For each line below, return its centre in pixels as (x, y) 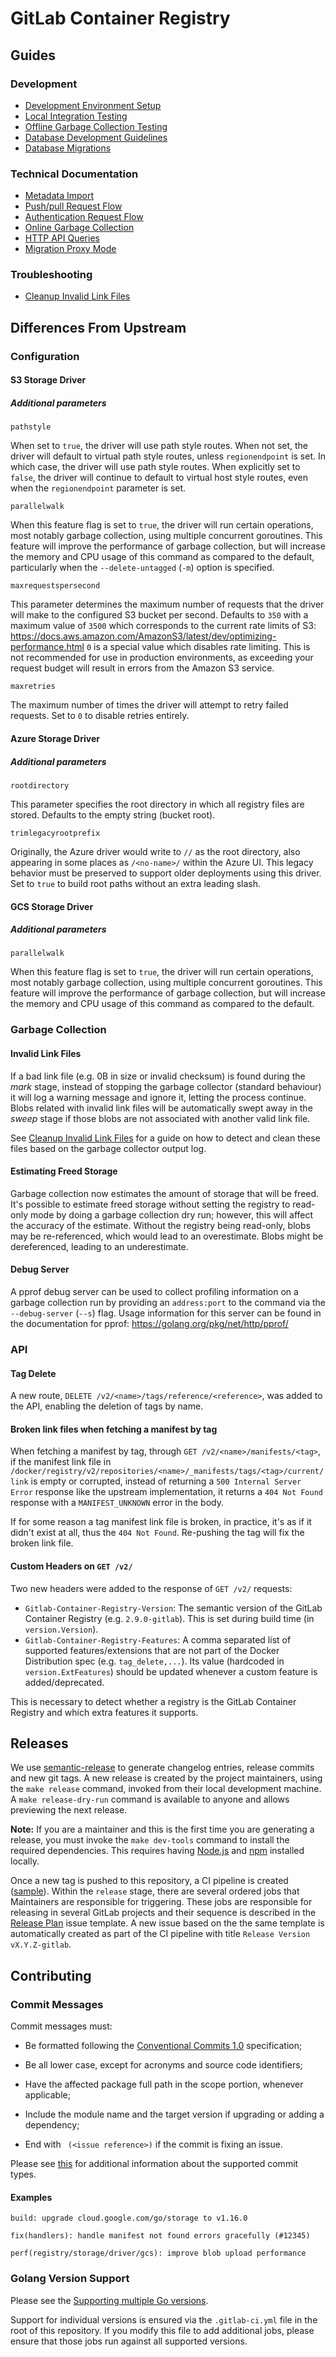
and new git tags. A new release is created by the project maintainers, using (166, 1778)
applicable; (47, 2095)
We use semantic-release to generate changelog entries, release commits (162, 1768)
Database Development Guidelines (96, 137)
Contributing (51, 1975)
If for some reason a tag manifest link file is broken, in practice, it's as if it (161, 1522)
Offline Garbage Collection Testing (96, 126)
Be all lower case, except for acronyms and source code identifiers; (163, 2065)
